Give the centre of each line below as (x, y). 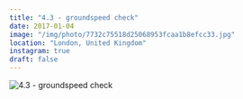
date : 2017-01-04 (42, 26)
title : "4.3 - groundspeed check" (74, 18)
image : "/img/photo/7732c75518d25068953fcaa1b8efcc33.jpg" (122, 34)
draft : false (34, 59)
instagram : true (40, 51)
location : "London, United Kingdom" (78, 43)
